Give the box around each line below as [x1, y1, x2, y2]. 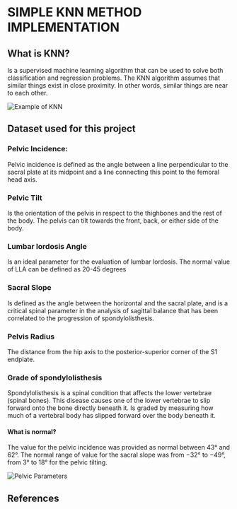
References [7, 492, 59, 504]
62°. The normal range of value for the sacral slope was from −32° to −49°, [7, 450, 226, 460]
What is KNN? [7, 47, 71, 59]
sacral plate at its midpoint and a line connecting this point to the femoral [7, 168, 220, 176]
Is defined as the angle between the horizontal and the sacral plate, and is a [7, 298, 229, 308]
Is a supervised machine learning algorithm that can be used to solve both [7, 66, 224, 74]
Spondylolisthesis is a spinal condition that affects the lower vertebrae [7, 389, 212, 397]
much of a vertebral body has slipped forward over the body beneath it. [7, 411, 216, 420]
